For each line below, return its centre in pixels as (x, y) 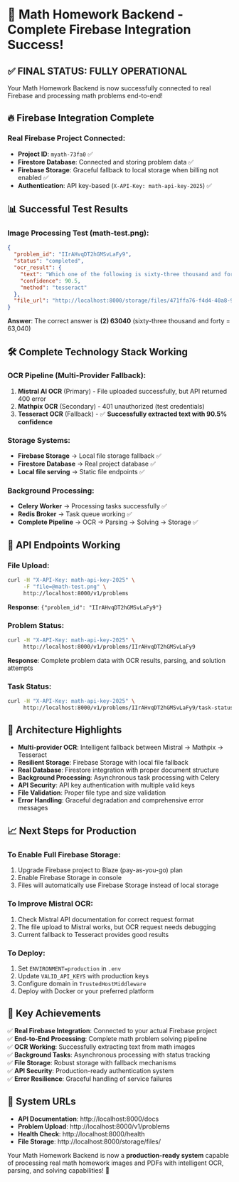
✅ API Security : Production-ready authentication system (91, 1070)
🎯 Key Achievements (54, 1014)
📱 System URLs (42, 1102)
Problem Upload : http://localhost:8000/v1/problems (94, 1126)
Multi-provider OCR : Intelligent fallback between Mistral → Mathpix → (121, 747)
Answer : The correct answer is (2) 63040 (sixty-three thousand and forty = (119, 321)
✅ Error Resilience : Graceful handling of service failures (90, 1079)
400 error (32, 399)
